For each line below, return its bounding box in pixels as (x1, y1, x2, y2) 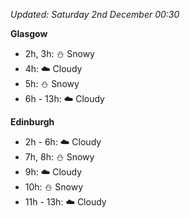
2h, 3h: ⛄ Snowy (24, 48, 95, 59)
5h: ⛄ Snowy (24, 78, 80, 89)
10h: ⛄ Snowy (24, 181, 84, 193)
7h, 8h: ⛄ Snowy (24, 151, 95, 163)
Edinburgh (10, 116, 55, 128)
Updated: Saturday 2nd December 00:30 (10, 9, 180, 20)
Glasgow (10, 28, 48, 39)
